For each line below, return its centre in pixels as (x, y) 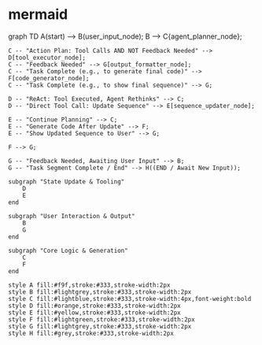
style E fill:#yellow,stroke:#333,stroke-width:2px (94, 313)
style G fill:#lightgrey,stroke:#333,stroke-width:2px (100, 326)
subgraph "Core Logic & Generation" (68, 250)
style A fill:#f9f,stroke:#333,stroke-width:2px (89, 285)
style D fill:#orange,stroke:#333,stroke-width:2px (94, 306)
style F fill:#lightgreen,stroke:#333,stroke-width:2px (101, 319)
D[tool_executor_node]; (47, 57)
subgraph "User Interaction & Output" (72, 216)
